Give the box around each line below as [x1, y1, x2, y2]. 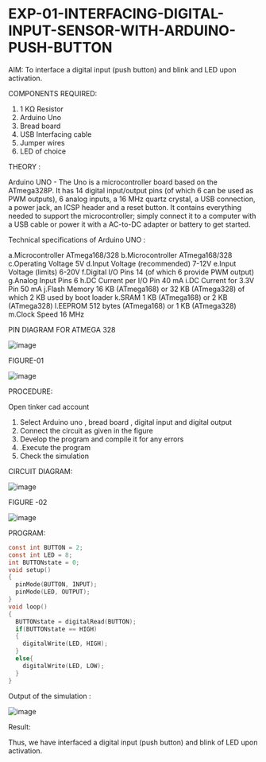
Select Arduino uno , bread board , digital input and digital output [19, 417, 233, 426]
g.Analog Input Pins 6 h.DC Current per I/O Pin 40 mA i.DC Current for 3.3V [8, 275, 255, 285]
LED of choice [19, 146, 66, 156]
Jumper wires [19, 138, 65, 147]
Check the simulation [19, 451, 90, 461]
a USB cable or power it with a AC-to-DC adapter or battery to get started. [8, 220, 251, 229]
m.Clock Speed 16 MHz [8, 309, 85, 319]
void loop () [8, 602, 48, 611]
